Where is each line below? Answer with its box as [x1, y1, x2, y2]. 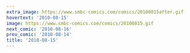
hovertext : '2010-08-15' [6, 15, 69, 21]
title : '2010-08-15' [6, 37, 59, 43]
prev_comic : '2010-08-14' [6, 32, 72, 38]
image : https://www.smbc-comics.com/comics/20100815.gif [6, 20, 154, 26]
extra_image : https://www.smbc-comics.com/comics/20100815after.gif [6, 9, 184, 15]
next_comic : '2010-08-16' [6, 26, 72, 32]
